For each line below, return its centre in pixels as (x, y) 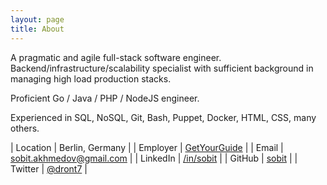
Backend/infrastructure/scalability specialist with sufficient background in (162, 68)
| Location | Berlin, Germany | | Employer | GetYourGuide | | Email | (147, 147)
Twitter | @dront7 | (49, 168)
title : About (37, 29)
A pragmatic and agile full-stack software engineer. (116, 57)
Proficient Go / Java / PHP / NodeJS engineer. (105, 98)
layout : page (37, 19)
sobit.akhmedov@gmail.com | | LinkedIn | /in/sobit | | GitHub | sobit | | (154, 158)
